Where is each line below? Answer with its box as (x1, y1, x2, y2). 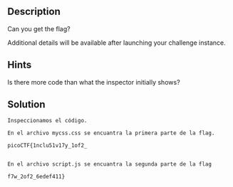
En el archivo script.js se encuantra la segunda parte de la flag (7, 161, 212, 168)
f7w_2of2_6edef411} (7, 173, 66, 181)
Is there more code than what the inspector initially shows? (7, 78, 180, 86)
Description (7, 6, 61, 18)
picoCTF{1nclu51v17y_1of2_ (7, 142, 88, 149)
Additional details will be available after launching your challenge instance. (7, 38, 226, 47)
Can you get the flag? (7, 24, 71, 33)
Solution (7, 99, 46, 111)
